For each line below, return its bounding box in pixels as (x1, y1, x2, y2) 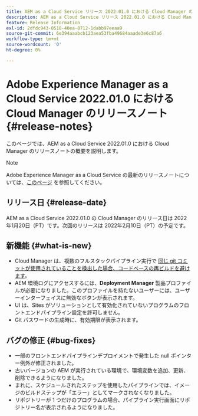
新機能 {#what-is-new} (6, 240, 92, 251)
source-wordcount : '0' (6, 42, 62, 48)
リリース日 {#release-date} (6, 198, 107, 208)
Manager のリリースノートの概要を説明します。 (6, 147, 122, 154)
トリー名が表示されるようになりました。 (19, 404, 118, 411)
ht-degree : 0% (6, 47, 41, 53)
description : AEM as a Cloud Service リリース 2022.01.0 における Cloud (6, 14, 181, 20)
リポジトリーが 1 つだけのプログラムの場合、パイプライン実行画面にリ (14, 397, 185, 404)
